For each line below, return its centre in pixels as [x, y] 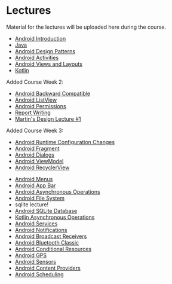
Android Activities [37, 57]
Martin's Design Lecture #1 [48, 119]
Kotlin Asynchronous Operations [55, 217]
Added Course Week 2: [35, 82]
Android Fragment [37, 148]
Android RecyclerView [42, 167]
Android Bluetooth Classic [47, 242]
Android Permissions [41, 106]
